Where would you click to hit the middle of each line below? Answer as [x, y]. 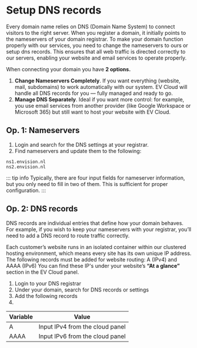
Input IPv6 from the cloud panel [82, 336]
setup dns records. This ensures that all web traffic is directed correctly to [96, 51]
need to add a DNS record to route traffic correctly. [68, 236]
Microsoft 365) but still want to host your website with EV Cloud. [93, 112]
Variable [21, 317]
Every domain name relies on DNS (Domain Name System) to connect [91, 26]
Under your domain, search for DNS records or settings [81, 290]
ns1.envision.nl [26, 162]
